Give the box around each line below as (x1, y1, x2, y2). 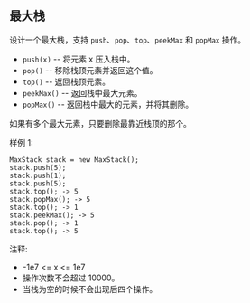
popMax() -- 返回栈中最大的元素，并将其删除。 (22, 99, 194, 109)
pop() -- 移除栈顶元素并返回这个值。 (22, 64, 158, 75)
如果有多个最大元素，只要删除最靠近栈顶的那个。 (9, 118, 191, 128)
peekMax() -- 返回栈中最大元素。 (22, 87, 143, 98)
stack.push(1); (9, 171, 67, 180)
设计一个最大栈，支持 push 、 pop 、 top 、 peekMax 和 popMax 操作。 (9, 34, 246, 45)
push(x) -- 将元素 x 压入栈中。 (22, 53, 135, 64)
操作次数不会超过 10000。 (22, 272, 120, 283)
